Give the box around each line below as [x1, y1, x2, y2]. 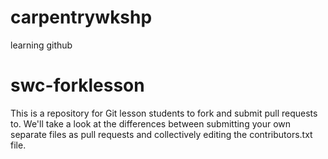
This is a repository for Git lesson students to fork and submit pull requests [10, 107, 318, 119]
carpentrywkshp [10, 6, 153, 29]
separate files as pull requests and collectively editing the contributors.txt [10, 128, 313, 140]
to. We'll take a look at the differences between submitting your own [10, 117, 292, 130]
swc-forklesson [10, 74, 145, 97]
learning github [10, 39, 73, 51]
